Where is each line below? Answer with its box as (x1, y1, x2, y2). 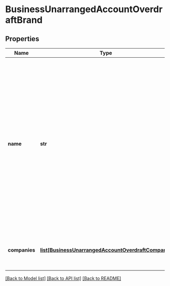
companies (8, 247, 35, 254)
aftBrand (5, 14, 43, 26)
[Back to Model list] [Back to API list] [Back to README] (5, 275, 121, 281)
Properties (5, 34, 39, 43)
